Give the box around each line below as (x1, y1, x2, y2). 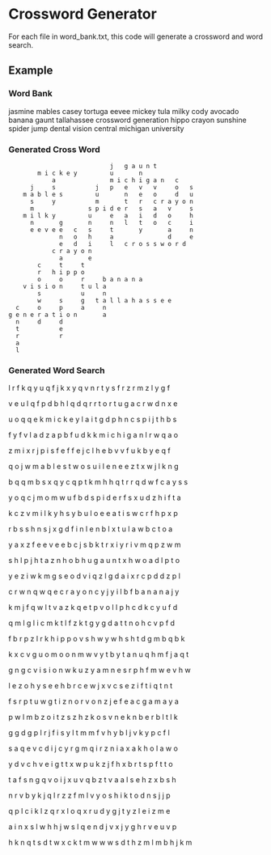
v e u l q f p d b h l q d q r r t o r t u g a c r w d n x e (8, 399, 178, 408)
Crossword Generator (8, 5, 158, 23)
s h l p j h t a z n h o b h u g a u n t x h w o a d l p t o (8, 556, 180, 565)
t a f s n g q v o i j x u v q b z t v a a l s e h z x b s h (8, 775, 176, 785)
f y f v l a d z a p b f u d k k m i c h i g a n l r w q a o (8, 430, 179, 440)
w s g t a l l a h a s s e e (37, 296, 172, 304)
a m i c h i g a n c (51, 176, 180, 184)
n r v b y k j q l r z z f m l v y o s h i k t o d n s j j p (8, 790, 171, 801)
